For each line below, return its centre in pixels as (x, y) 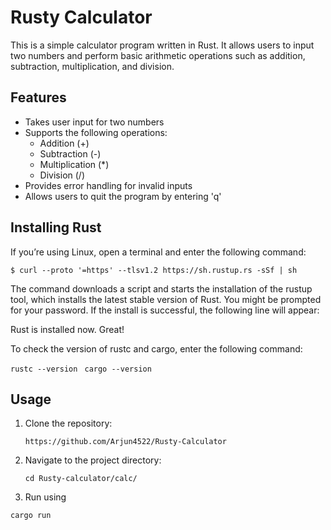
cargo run (31, 516)
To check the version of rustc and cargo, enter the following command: (156, 348)
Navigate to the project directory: (93, 460)
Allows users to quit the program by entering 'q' (123, 196)
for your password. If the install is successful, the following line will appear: (165, 310)
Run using (45, 497)
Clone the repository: (68, 423)
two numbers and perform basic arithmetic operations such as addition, (158, 55)
